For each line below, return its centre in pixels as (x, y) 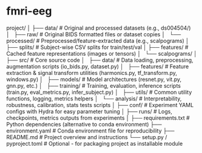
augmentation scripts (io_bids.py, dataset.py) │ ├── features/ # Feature (98, 66)
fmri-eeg (29, 11)
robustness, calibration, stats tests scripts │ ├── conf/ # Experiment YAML (100, 105)
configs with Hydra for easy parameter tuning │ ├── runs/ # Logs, (89, 111)
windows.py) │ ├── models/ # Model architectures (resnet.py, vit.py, (94, 79)
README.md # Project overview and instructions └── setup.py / (87, 137)
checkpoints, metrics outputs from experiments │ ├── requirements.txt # (98, 118)
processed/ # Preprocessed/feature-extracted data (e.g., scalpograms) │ (98, 41)
